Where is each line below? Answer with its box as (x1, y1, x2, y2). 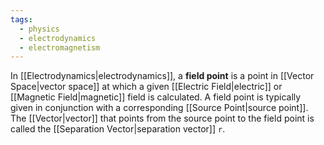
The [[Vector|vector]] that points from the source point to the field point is (10, 112, 315, 125)
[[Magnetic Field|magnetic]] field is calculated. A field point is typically (10, 91, 302, 103)
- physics (19, 24, 60, 34)
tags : (10, 14, 33, 25)
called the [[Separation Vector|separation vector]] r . (10, 123, 226, 135)
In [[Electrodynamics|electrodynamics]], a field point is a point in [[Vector (10, 70, 315, 82)
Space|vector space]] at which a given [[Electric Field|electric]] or (10, 81, 283, 93)
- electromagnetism (19, 42, 101, 53)
